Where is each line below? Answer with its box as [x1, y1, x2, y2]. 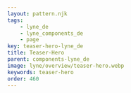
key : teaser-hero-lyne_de [7, 43, 83, 50]
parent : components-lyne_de [7, 56, 90, 63]
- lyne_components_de [20, 29, 83, 37]
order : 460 [7, 75, 39, 83]
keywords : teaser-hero [7, 69, 74, 76]
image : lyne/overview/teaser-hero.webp [7, 62, 125, 69]
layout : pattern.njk [7, 10, 68, 17]
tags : [7, 17, 23, 24]
